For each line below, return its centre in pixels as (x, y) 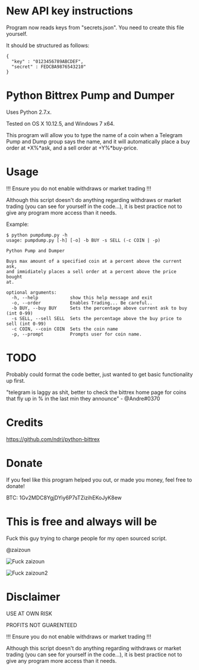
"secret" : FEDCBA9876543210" (49, 67)
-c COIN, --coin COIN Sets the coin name (65, 329)
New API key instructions (70, 11)
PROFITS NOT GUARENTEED (42, 625)
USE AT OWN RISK (29, 613)
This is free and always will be (82, 521)
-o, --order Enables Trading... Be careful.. (82, 303)
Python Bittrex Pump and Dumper (90, 96)
